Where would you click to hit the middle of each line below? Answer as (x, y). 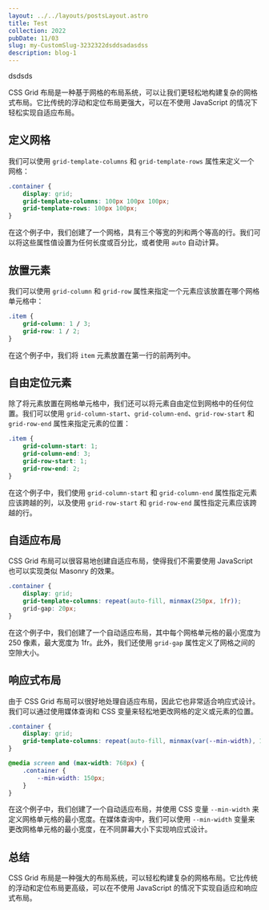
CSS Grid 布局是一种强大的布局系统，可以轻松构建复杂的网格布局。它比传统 (133, 878)
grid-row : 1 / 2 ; (52, 331)
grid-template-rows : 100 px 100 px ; (80, 209)
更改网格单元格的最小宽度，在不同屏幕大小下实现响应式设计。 (110, 829)
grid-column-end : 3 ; (57, 454)
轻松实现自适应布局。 (43, 112)
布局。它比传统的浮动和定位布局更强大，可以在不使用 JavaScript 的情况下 (137, 102)
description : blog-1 (43, 53)
